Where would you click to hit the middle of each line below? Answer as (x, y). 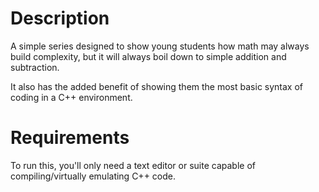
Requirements (70, 138)
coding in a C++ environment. (71, 97)
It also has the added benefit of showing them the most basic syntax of (157, 86)
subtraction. (35, 67)
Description (60, 18)
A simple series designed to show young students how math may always (160, 46)
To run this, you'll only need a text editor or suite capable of (133, 165)
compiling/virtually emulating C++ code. (93, 176)
